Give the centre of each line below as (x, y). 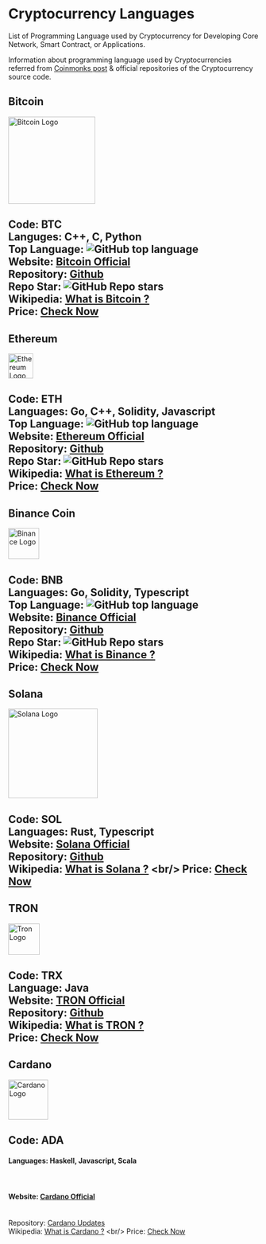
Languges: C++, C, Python (75, 237)
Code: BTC (35, 225)
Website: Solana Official (69, 844)
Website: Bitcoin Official (69, 262)
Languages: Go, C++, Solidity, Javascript (112, 412)
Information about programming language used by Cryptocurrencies (120, 60)
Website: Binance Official (72, 617)
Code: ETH (35, 399)
